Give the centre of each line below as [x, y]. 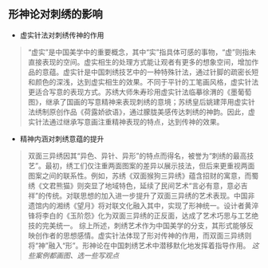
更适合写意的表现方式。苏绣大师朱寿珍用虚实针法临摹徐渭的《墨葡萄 [140, 92]
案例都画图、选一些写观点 [77, 255]
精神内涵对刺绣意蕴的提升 [62, 139]
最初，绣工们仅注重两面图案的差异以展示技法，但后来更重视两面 [150, 165]
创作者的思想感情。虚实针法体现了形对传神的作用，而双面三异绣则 [143, 235]
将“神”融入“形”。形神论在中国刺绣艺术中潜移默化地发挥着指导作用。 [139, 245]
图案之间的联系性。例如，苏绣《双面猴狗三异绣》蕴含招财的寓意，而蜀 [143, 175]
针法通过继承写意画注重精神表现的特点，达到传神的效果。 [129, 121]
